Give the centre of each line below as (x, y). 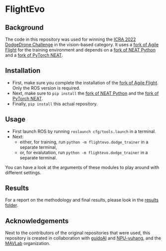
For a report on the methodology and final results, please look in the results (82, 200)
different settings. (23, 173)
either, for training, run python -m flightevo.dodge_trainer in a (84, 142)
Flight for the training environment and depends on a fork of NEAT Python (81, 50)
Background (24, 28)
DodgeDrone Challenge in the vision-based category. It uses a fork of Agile (82, 45)
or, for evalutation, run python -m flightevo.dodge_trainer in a (84, 152)
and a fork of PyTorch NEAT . (34, 55)
